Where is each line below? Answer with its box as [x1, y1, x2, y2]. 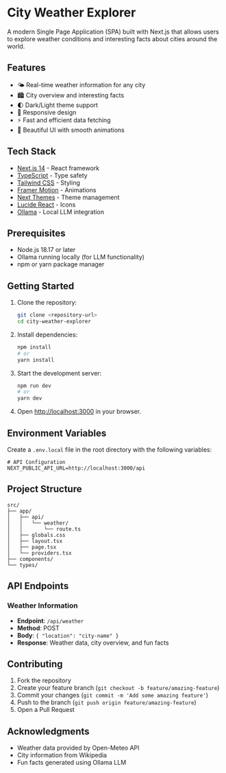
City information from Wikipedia [16, 751, 108, 759]
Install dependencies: [16, 330, 78, 338]
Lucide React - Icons [16, 200, 76, 209]
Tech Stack [7, 146, 56, 157]
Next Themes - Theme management [16, 193, 120, 201]
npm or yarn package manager [16, 260, 105, 268]
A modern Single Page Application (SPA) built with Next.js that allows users [7, 27, 219, 36]
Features [7, 62, 46, 73]
